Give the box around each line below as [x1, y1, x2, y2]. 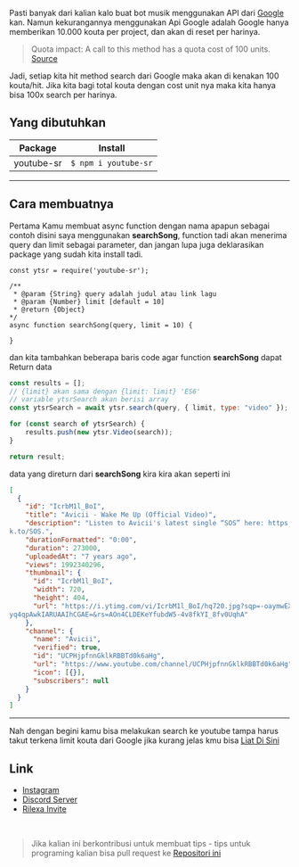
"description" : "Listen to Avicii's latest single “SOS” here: [25, 519, 265, 528]
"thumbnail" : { [25, 568, 82, 578]
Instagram [21, 785, 60, 796]
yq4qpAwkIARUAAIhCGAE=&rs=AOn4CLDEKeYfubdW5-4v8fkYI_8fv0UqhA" [9, 610, 249, 619]
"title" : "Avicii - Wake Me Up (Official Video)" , [25, 510, 217, 520]
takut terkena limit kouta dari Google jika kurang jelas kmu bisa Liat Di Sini [9, 735, 280, 746]
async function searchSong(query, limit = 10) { [9, 320, 193, 329]
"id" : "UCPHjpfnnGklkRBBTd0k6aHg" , [32, 651, 166, 661]
